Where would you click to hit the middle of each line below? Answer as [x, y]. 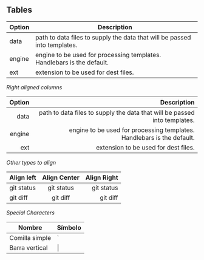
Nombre [30, 227]
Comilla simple [30, 238]
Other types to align [31, 162]
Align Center [61, 177]
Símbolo [69, 227]
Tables [19, 10]
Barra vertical [29, 247]
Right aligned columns [34, 87]
